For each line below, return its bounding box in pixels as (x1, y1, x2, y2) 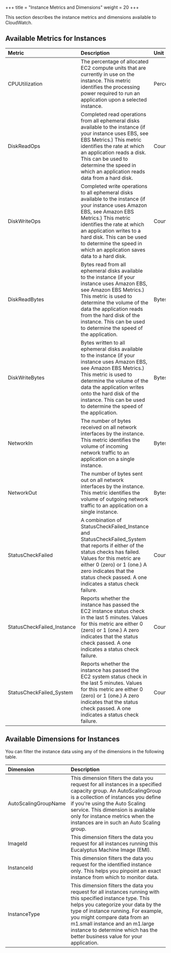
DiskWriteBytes (8, 374, 45, 381)
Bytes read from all (80, 261, 126, 268)
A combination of (80, 516, 122, 524)
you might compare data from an (70, 913, 149, 920)
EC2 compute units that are (80, 64, 146, 71)
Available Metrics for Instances (5, 34, 106, 43)
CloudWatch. (5, 20, 33, 25)
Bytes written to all (80, 339, 126, 346)
